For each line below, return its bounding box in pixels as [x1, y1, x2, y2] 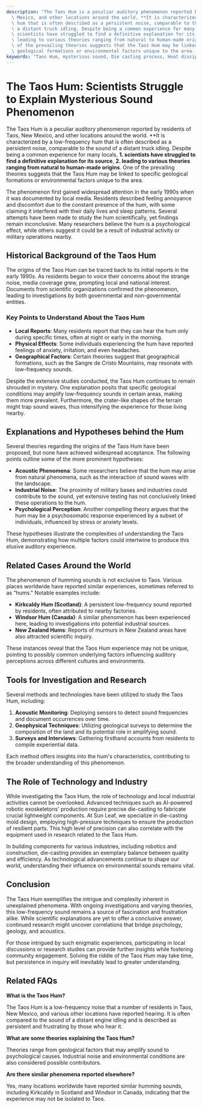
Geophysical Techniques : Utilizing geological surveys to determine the [14, 722, 192, 729]
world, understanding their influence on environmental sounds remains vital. [6, 861, 195, 869]
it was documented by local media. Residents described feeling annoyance [6, 194, 192, 202]
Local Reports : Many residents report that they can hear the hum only [14, 327, 189, 335]
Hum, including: [6, 697, 46, 705]
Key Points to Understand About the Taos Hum [6, 313, 145, 322]
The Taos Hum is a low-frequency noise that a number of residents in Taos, [6, 1003, 193, 1010]
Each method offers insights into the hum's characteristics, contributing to [6, 753, 190, 760]
